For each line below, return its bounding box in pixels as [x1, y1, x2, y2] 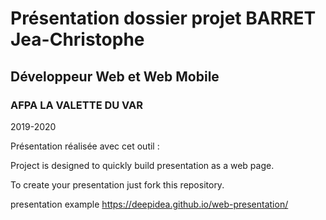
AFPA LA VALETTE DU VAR [10, 98, 143, 112]
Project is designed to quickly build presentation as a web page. [10, 159, 275, 171]
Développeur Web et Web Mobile [10, 68, 220, 85]
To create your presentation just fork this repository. [10, 178, 225, 191]
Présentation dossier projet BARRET [10, 7, 317, 30]
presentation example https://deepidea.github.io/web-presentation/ [10, 198, 289, 210]
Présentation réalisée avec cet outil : [10, 140, 160, 152]
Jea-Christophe [10, 28, 145, 51]
